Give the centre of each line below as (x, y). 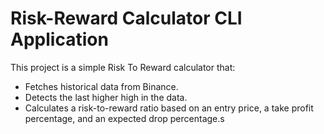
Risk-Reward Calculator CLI (126, 18)
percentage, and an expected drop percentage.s (124, 118)
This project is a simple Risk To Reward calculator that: (123, 67)
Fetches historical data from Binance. (101, 86)
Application (59, 39)
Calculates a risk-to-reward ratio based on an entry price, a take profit (169, 108)
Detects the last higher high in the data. (106, 97)
